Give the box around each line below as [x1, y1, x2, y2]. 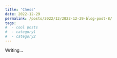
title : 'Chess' [5, 7, 36, 12]
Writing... [5, 47, 23, 53]
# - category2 [5, 34, 36, 39]
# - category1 [5, 29, 36, 34]
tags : [5, 20, 16, 26]
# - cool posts [5, 25, 38, 30]
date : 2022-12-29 [5, 12, 40, 16]
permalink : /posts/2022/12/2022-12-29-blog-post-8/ [5, 16, 112, 21]
